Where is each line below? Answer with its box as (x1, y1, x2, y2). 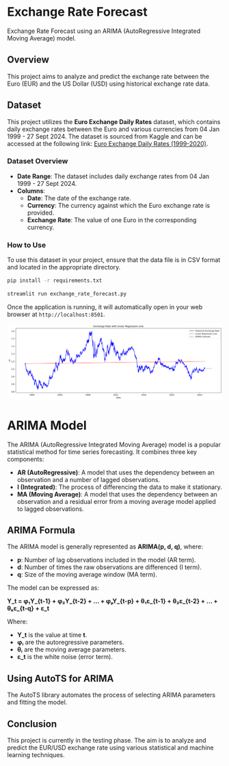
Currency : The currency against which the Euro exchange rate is (27, 201, 211, 209)
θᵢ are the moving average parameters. (16, 645, 126, 654)
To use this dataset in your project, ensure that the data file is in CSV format (7, 256, 221, 264)
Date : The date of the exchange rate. (27, 193, 132, 202)
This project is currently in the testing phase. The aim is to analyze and (7, 736, 206, 744)
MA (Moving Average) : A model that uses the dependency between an (16, 490, 217, 498)
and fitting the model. (7, 698, 68, 706)
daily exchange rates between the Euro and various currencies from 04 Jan (7, 125, 220, 133)
